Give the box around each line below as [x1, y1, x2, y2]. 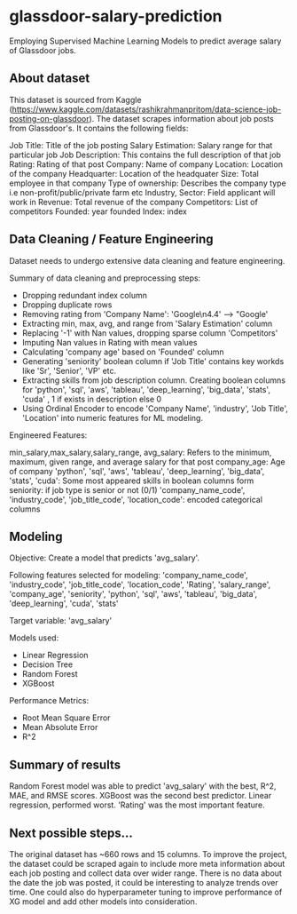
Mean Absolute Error [21, 722, 98, 733]
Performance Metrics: [9, 695, 90, 706]
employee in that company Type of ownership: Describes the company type [9, 178, 286, 188]
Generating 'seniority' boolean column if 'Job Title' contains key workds [21, 355, 285, 366]
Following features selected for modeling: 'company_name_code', [9, 570, 248, 581]
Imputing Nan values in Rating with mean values [21, 337, 198, 347]
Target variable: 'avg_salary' [9, 616, 113, 626]
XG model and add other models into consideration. [9, 896, 198, 907]
